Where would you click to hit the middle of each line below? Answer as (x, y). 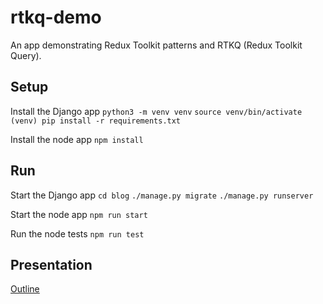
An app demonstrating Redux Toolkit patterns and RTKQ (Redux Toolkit (156, 45)
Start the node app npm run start (79, 214)
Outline (25, 289)
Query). (26, 55)
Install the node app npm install (77, 139)
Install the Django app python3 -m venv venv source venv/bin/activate (156, 111)
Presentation (51, 264)
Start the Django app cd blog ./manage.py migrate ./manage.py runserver (162, 195)
